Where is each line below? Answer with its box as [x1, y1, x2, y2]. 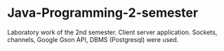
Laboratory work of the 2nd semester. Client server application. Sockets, [7, 28, 218, 36]
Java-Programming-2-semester [7, 5, 199, 21]
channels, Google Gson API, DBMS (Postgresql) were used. [7, 35, 179, 43]
